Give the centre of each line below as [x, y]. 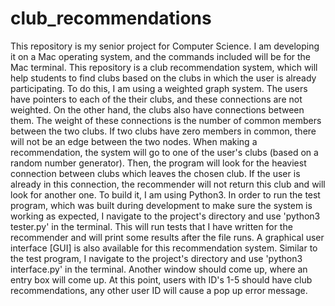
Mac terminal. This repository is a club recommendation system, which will [164, 67]
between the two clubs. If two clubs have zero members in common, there [163, 131]
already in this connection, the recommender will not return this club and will [168, 184]
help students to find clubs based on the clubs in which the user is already [163, 78]
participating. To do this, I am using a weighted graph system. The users [159, 88]
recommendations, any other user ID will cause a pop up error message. [159, 290]
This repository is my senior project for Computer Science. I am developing [165, 46]
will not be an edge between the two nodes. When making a [134, 141]
